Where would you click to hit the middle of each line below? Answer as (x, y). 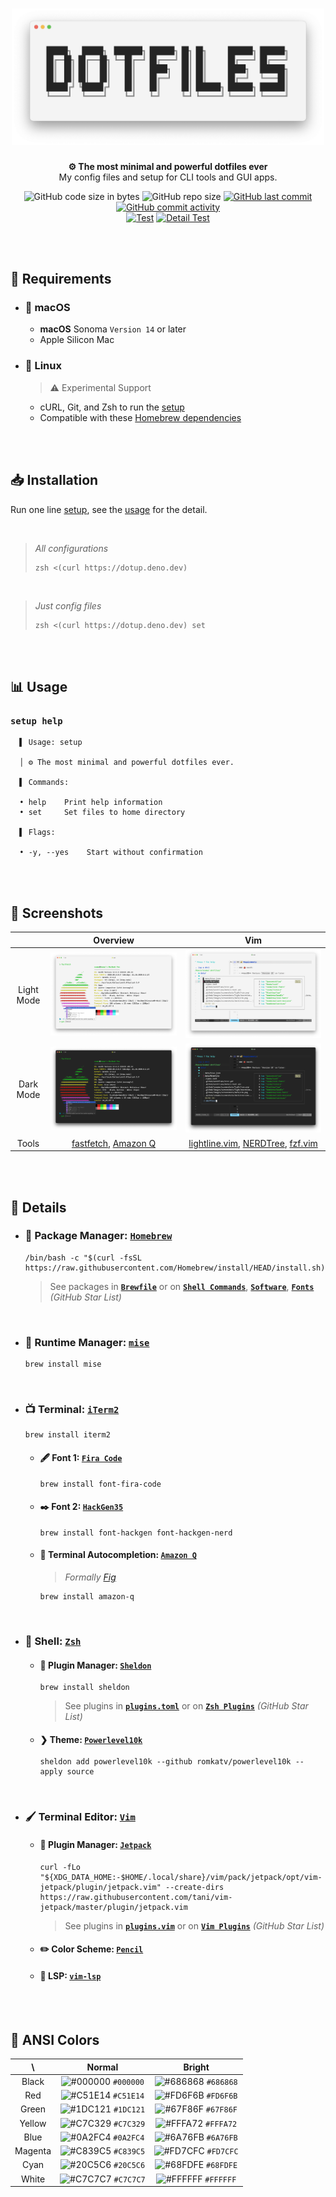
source (80, 1772)
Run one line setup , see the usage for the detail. (109, 509)
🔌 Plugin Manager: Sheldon (95, 1665)
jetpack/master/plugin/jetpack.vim (113, 1907)
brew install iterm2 (67, 1435)
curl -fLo (60, 1867)
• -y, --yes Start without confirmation (111, 853)
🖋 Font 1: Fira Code (81, 1458)
